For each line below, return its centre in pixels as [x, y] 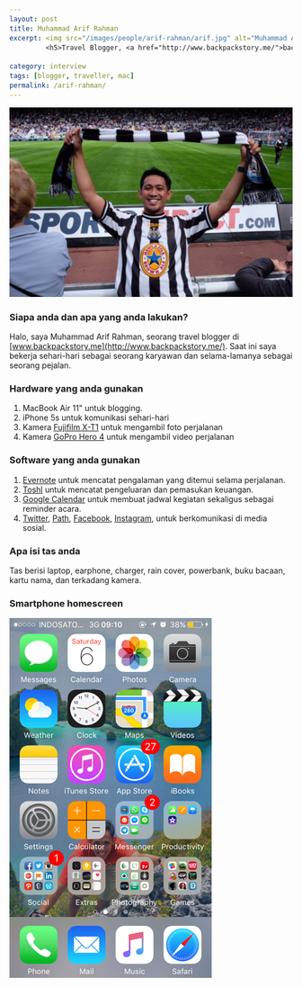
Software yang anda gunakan [75, 461]
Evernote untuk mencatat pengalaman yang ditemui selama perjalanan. [154, 480]
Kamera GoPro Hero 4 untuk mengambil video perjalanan [128, 437]
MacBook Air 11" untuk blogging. [82, 408]
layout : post [34, 19]
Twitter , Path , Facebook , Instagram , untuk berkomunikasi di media [145, 518]
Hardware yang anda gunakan [76, 389]
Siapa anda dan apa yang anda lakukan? [99, 317]
